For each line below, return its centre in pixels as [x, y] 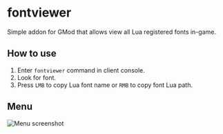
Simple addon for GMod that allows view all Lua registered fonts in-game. [111, 32]
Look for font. [37, 77]
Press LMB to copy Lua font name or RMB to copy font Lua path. [105, 85]
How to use [32, 54]
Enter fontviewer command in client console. [81, 70]
